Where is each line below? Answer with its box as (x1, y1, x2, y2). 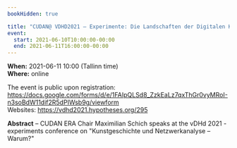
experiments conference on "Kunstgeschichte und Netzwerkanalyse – (7, 127, 211, 135)
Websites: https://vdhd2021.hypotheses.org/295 (7, 106, 148, 114)
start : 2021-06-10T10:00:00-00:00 (13, 36, 115, 43)
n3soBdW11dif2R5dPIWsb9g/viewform (7, 98, 120, 106)
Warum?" (7, 135, 35, 143)
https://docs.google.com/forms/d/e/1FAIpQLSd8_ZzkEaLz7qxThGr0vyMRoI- (7, 91, 228, 99)
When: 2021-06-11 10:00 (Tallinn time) (7, 62, 119, 70)
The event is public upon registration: (7, 83, 116, 92)
